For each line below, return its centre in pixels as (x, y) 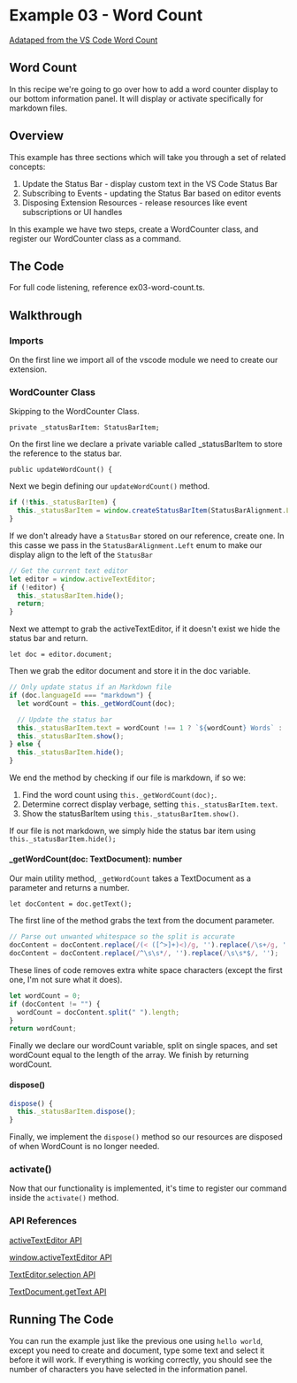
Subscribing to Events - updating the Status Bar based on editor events (152, 193)
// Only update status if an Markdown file (91, 687)
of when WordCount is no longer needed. (84, 1147)
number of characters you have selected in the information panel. (128, 1369)
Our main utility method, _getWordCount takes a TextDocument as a (130, 878)
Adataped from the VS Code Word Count (84, 40)
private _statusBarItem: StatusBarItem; (85, 428)
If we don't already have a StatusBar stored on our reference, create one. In (147, 536)
